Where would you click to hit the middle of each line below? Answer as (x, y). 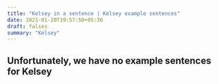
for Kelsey (30, 71)
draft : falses (28, 26)
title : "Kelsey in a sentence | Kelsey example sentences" (94, 13)
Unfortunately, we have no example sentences (109, 60)
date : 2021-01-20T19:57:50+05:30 (55, 20)
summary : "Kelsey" (33, 33)
